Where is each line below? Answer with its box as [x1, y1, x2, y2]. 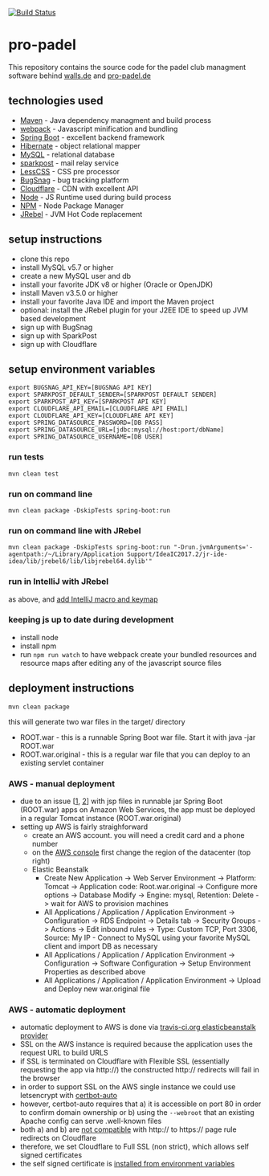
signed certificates [19, 1150, 83, 1160]
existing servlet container [19, 757, 104, 767]
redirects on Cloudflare [19, 1133, 97, 1143]
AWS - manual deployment [8, 778, 115, 789]
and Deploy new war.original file [43, 984, 151, 994]
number [31, 839, 59, 848]
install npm [19, 641, 57, 651]
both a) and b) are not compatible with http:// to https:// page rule [19, 1125, 237, 1134]
